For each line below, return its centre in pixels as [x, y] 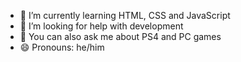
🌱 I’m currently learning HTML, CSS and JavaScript [125, 15]
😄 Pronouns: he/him [62, 47]
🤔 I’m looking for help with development [101, 26]
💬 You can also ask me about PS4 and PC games [120, 36]
